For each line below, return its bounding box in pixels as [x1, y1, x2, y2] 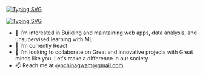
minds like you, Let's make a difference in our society [15, 55, 148, 62]
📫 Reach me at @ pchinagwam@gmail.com [15, 62, 124, 69]
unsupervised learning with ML [15, 36, 93, 42]
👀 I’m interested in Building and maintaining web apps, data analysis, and [15, 29, 197, 36]
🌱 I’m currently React [15, 42, 68, 49]
